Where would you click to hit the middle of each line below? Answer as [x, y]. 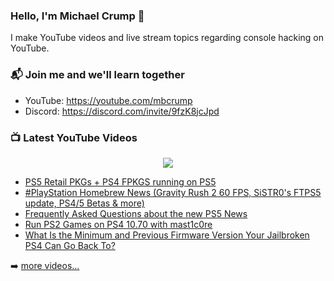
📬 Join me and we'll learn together [97, 75]
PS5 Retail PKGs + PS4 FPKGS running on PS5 [120, 181]
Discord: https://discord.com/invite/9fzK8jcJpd [122, 111]
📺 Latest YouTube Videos [74, 137]
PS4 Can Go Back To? [70, 245]
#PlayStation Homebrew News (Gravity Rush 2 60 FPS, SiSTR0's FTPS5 [173, 192]
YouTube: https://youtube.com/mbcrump [108, 100]
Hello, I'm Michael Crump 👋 [77, 16]
